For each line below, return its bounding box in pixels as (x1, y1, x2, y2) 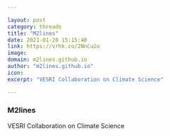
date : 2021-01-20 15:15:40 (7, 36, 87, 43)
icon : (7, 69, 23, 76)
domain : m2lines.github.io (7, 56, 87, 64)
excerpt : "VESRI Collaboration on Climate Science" (7, 76, 164, 83)
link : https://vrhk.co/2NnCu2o (7, 43, 100, 50)
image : (7, 50, 27, 57)
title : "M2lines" (7, 30, 59, 37)
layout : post (7, 16, 46, 23)
